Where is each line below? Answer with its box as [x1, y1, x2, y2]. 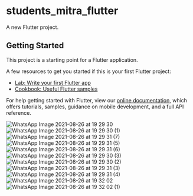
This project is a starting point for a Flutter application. [6, 56, 138, 63]
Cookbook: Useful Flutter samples [14, 85, 98, 92]
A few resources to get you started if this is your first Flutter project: [6, 68, 171, 75]
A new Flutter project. [6, 24, 59, 31]
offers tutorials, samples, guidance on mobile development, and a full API [6, 103, 184, 110]
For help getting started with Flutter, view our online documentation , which [6, 97, 188, 104]
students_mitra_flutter [6, 4, 119, 18]
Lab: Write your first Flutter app [14, 79, 91, 86]
